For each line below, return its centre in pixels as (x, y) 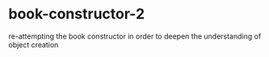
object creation (34, 44)
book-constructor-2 (77, 14)
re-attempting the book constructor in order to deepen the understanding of (135, 36)
